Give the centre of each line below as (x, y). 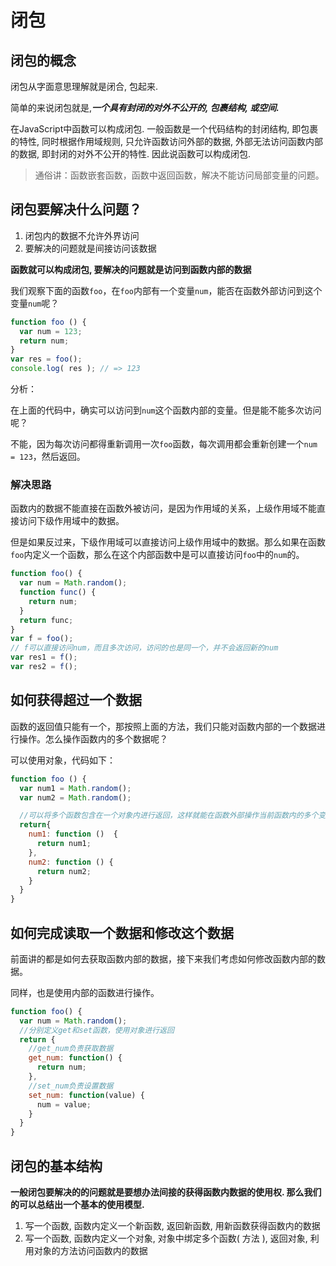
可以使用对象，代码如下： (63, 760)
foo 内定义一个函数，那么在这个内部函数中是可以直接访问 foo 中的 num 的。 (157, 555)
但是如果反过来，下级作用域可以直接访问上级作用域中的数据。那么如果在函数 (168, 542)
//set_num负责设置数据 (71, 1086)
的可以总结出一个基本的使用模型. (77, 1205)
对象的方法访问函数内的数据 (90, 1251)
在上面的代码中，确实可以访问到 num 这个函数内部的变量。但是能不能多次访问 (166, 410)
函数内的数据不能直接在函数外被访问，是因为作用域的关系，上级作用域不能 (163, 508)
